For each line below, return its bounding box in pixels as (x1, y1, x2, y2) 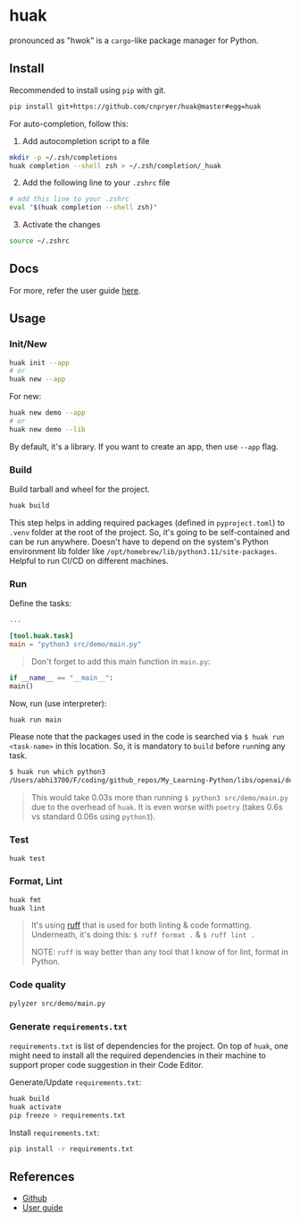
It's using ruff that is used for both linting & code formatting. (30, 919, 252, 931)
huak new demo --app (9, 408, 87, 417)
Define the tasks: (9, 598, 72, 609)
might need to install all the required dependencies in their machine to (9, 1049, 266, 1061)
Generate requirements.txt (9, 1020, 128, 1032)
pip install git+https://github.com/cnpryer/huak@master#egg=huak (9, 102, 262, 111)
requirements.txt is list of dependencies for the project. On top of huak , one (9, 1040, 288, 1051)
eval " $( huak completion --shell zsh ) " (9, 203, 158, 212)
